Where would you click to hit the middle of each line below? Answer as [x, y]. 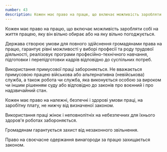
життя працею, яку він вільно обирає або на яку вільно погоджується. [80, 34]
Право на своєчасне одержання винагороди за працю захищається [78, 140]
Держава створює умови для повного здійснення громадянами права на [83, 43]
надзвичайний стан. [26, 90]
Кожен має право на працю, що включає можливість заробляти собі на [82, 28]
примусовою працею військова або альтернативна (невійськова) [75, 74]
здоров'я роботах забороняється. [41, 120]
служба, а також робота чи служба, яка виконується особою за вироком [83, 80]
